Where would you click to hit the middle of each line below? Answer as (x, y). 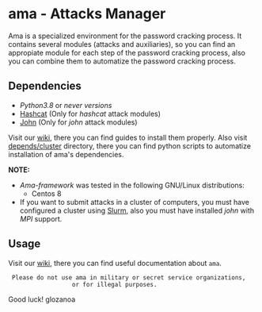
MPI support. (41, 218)
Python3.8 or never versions (66, 105)
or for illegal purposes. (114, 284)
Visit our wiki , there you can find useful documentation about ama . (115, 263)
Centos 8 (46, 193)
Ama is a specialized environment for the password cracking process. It (125, 36)
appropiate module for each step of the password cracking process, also (127, 52)
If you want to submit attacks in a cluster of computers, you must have (135, 202)
